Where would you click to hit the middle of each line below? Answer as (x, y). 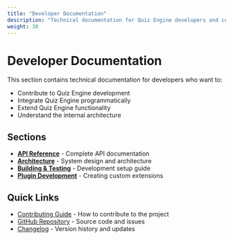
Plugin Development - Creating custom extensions (90, 176)
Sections (27, 137)
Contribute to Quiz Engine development (74, 93)
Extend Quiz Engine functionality (64, 108)
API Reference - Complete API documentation (83, 154)
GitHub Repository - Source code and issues (81, 221)
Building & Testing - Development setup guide (84, 168)
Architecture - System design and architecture (85, 161)
